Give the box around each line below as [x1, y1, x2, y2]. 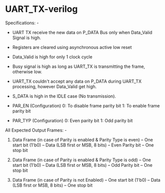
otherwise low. [12, 68, 42, 75]
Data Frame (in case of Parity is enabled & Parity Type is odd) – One [12, 157, 151, 163]
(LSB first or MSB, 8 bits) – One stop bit [12, 182, 93, 188]
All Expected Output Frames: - [5, 127, 67, 133]
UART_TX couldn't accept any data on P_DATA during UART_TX [12, 78, 142, 84]
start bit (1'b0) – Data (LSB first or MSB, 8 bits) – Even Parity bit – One [12, 142, 154, 148]
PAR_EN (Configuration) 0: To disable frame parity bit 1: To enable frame [12, 102, 160, 108]
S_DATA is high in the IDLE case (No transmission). [12, 93, 116, 99]
